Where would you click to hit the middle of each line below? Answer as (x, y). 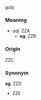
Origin (13, 49)
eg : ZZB (28, 36)
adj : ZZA (21, 31)
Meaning (16, 20)
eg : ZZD (13, 84)
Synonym (17, 73)
